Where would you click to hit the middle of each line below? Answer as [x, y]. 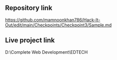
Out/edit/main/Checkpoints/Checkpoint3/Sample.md [58, 25]
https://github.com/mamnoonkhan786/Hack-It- [53, 20]
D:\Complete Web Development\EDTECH [46, 52]
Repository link [29, 8]
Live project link [30, 40]
